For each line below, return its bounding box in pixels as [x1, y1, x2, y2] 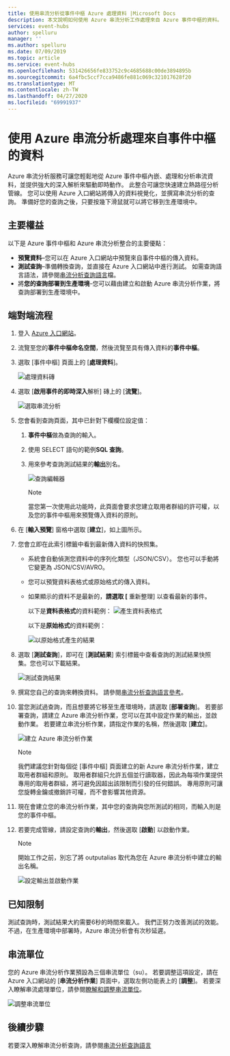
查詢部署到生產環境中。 [17, 288, 84, 296]
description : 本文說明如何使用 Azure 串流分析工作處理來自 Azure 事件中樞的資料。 [8, 16, 222, 23]
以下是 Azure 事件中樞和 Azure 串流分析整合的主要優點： [8, 239, 168, 247]
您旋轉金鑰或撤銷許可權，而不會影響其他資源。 [17, 788, 149, 796]
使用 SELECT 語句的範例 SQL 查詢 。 [27, 446, 128, 454]
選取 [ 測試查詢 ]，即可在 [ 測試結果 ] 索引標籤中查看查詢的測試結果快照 [17, 651, 212, 659]
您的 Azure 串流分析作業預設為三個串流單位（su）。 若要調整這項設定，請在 [8, 968, 219, 977]
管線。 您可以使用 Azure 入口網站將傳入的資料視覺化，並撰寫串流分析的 [8, 189, 209, 197]
